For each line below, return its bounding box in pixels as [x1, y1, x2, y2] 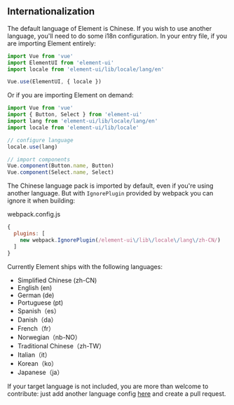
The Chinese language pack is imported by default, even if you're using [7, 181, 214, 190]
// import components [7, 156, 71, 163]
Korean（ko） [17, 359, 58, 367]
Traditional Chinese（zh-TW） [17, 341, 106, 350]
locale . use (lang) [7, 143, 58, 150]
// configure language [7, 137, 74, 144]
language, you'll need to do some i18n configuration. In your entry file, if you [7, 32, 228, 40]
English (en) [17, 283, 53, 291]
